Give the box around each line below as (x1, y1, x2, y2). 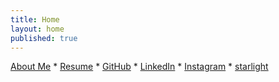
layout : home (10, 24, 65, 34)
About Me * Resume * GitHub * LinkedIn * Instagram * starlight (10, 61, 269, 73)
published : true (10, 33, 78, 43)
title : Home (10, 14, 60, 25)
